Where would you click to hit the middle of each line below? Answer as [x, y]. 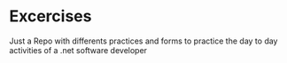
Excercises [50, 16]
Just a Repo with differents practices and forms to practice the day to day [143, 41]
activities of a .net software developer [78, 50]
